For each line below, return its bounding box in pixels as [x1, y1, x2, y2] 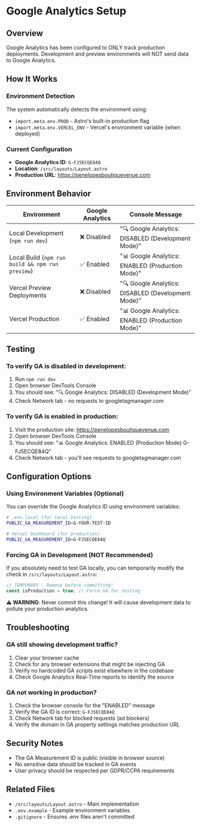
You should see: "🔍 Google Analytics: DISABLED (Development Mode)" [14, 388, 191, 396]
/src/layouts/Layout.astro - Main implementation [14, 800, 139, 807]
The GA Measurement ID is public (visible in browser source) [14, 754, 165, 761]
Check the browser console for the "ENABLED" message [14, 702, 156, 709]
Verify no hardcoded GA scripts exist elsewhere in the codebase [14, 667, 174, 674]
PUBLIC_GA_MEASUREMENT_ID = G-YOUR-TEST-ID [6, 520, 111, 526]
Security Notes [6, 738, 64, 749]
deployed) [14, 130, 41, 137]
